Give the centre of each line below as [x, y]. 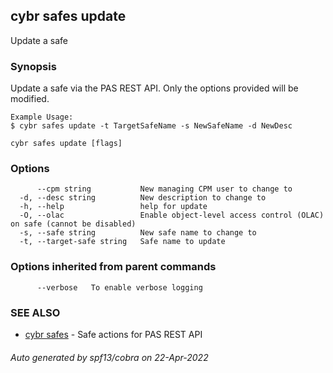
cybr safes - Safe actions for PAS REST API [113, 334]
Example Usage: [42, 117]
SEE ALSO [35, 312]
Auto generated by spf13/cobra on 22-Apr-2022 [109, 357]
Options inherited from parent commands [113, 267]
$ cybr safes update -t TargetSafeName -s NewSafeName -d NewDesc [151, 126]
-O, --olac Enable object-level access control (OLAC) [172, 215]
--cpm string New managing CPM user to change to [164, 189]
